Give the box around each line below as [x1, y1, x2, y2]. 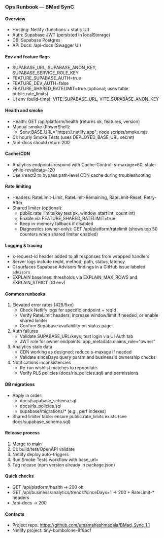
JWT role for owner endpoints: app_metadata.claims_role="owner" [19, 339, 156, 345]
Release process [5, 430, 40, 436]
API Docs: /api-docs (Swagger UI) [12, 42, 81, 48]
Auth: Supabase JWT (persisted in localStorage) [12, 32, 111, 38]
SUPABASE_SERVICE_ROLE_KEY [12, 70, 79, 76]
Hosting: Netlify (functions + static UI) [12, 27, 90, 33]
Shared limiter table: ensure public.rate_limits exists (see [12, 413, 127, 419]
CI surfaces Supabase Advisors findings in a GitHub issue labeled [12, 264, 146, 270]
